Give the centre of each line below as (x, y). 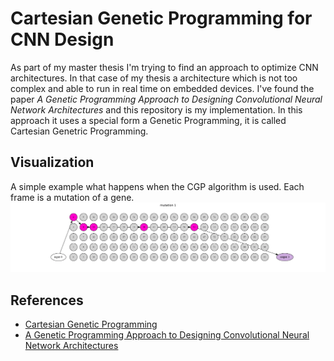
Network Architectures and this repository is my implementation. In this (156, 109)
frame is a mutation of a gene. (72, 197)
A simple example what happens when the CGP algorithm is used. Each (157, 186)
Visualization (52, 162)
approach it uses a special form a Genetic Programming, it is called (148, 120)
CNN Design (62, 39)
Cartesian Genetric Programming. (79, 131)
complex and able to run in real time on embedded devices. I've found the (162, 88)
